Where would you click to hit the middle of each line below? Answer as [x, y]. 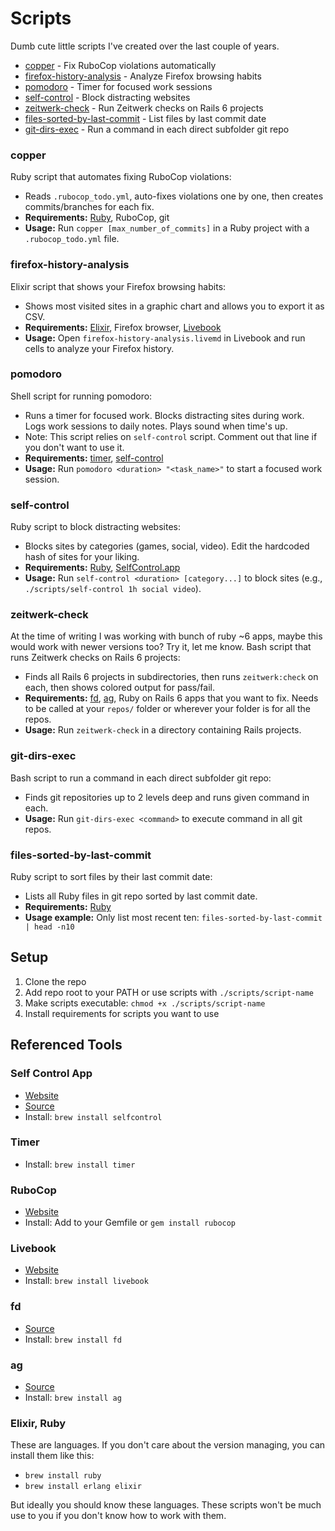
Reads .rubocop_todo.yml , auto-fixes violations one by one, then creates [174, 196]
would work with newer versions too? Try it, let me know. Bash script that [161, 647]
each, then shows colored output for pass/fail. [119, 688]
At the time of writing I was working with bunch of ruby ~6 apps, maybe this [166, 636]
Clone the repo [55, 981]
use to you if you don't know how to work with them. [118, 1516]
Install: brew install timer [80, 1164]
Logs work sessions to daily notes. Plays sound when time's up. [156, 426]
